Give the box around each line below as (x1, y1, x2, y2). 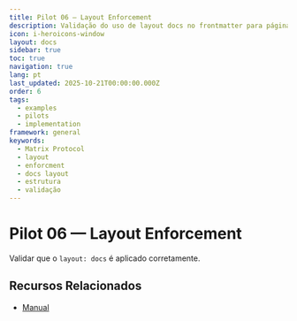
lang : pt (9, 71, 42, 80)
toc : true (9, 54, 46, 63)
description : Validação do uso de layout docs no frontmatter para (9, 21, 263, 30)
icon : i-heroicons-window (9, 29, 104, 38)
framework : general (9, 128, 81, 137)
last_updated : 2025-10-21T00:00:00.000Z (9, 79, 161, 88)
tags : (9, 95, 29, 104)
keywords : (9, 136, 46, 145)
